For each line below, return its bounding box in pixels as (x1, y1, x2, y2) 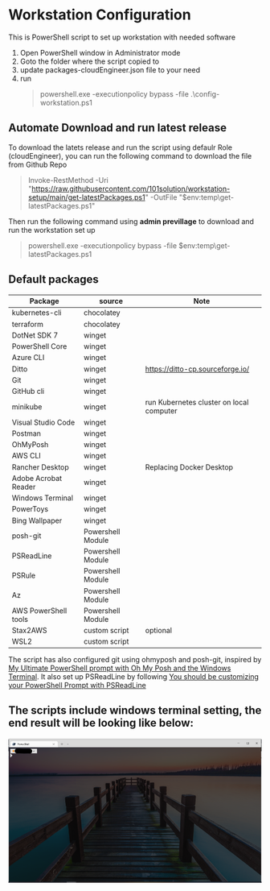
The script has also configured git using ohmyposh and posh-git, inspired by (8, 654, 262, 664)
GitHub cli (11, 387, 45, 396)
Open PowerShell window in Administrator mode (19, 48, 181, 57)
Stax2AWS (11, 626, 47, 636)
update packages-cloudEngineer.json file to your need (19, 64, 201, 74)
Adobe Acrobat (11, 473, 63, 483)
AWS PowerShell (11, 606, 67, 615)
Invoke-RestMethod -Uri (27, 175, 108, 184)
